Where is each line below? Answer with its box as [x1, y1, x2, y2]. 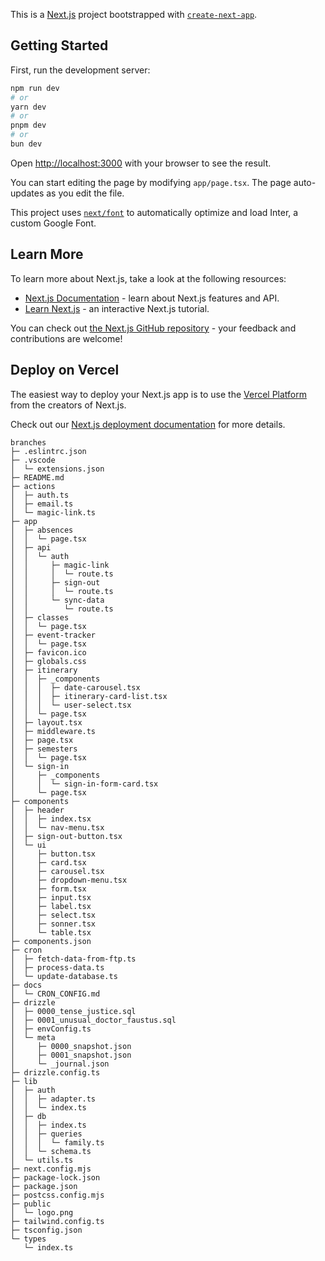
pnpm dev [10, 120, 47, 131]
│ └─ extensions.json [10, 464, 105, 474]
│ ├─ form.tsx [10, 884, 87, 894]
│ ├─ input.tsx [10, 892, 92, 903]
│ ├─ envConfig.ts [10, 1024, 92, 1034]
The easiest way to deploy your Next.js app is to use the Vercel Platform [10, 388, 308, 400]
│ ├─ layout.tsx [10, 717, 83, 728]
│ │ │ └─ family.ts [10, 1137, 105, 1148]
